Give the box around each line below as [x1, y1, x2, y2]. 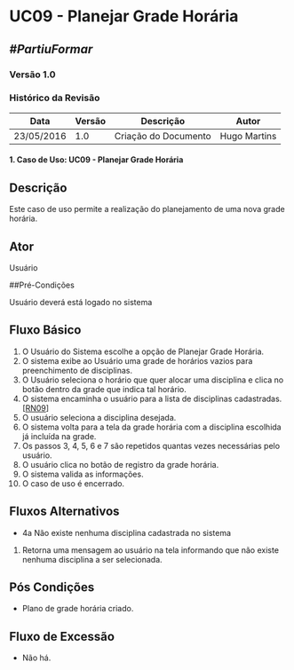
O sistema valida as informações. [21, 469, 144, 479]
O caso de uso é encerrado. [21, 477, 125, 489]
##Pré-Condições [9, 280, 75, 290]
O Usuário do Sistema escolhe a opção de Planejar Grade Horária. [21, 346, 265, 357]
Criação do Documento [114, 130, 211, 142]
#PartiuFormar [9, 42, 93, 57]
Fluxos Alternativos [9, 504, 120, 519]
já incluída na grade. [21, 430, 97, 441]
